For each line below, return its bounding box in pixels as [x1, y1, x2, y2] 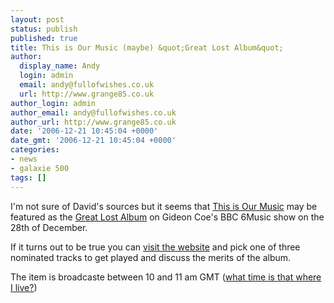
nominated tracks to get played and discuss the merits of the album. [10, 251, 292, 263]
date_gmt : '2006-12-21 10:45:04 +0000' [10, 136, 177, 146]
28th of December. [10, 221, 88, 233]
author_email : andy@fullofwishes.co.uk [10, 107, 177, 118]
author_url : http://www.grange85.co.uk [10, 117, 177, 127]
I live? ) [10, 281, 38, 293]
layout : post [10, 14, 65, 25]
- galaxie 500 [10, 163, 70, 173]
